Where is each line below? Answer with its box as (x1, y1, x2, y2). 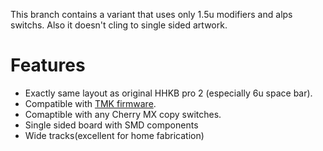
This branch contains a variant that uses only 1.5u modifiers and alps (10, 9, 293, 20)
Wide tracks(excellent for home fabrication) (24, 129, 205, 141)
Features (10, 54, 86, 77)
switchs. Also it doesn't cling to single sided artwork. (10, 19, 228, 31)
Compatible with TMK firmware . (24, 97, 157, 109)
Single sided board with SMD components (24, 119, 199, 131)
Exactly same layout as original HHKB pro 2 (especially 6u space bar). (24, 87, 313, 99)
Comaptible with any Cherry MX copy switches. (24, 108, 222, 120)
